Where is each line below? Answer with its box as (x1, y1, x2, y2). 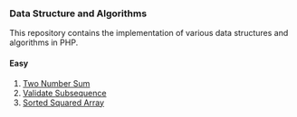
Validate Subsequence (22, 87, 107, 98)
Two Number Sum (22, 77, 91, 88)
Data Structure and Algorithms (9, 7, 148, 20)
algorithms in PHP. (9, 37, 79, 48)
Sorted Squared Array (22, 97, 105, 108)
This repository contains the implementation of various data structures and (9, 28, 289, 39)
